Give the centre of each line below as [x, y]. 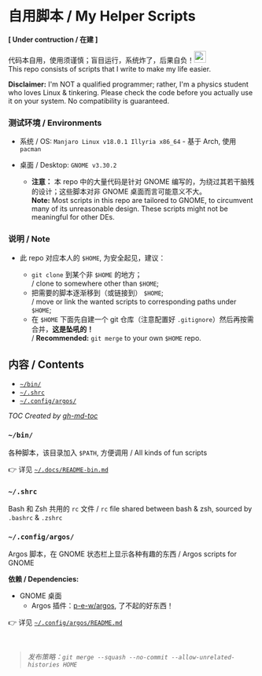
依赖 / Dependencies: [44, 579]
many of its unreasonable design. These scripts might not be [129, 209]
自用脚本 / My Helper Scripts [102, 16]
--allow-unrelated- [203, 658]
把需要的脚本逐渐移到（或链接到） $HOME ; [97, 293]
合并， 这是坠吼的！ [63, 329]
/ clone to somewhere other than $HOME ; [95, 283]
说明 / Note [29, 239]
